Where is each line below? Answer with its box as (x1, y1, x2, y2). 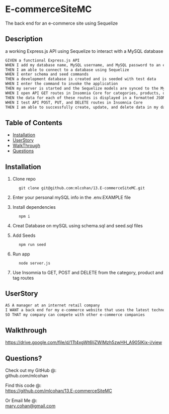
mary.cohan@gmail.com (5, 403, 56, 409)
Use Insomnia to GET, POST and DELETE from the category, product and (12, 270, 163, 275)
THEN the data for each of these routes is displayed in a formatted (5, 95, 154, 100)
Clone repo (12, 176, 36, 182)
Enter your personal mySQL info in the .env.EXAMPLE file (12, 195, 131, 200)
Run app (12, 251, 30, 257)
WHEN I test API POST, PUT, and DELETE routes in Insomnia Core (5, 100, 143, 105)
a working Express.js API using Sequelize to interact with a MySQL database (5, 48, 163, 54)
